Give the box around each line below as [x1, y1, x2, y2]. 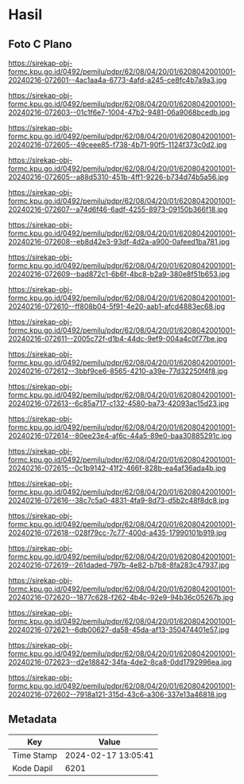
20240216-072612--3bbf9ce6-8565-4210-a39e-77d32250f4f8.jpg [8, 366, 228, 376]
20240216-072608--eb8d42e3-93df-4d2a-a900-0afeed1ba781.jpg [8, 237, 230, 246]
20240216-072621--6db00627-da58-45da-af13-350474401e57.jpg [8, 625, 230, 634]
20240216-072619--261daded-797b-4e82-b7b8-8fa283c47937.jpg [8, 560, 230, 570]
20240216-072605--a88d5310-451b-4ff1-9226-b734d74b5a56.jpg [8, 173, 229, 181]
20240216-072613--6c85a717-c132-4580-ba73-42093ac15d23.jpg [8, 399, 229, 408]
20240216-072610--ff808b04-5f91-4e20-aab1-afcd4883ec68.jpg [8, 302, 226, 311]
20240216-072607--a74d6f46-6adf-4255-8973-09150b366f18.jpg [8, 205, 228, 214]
